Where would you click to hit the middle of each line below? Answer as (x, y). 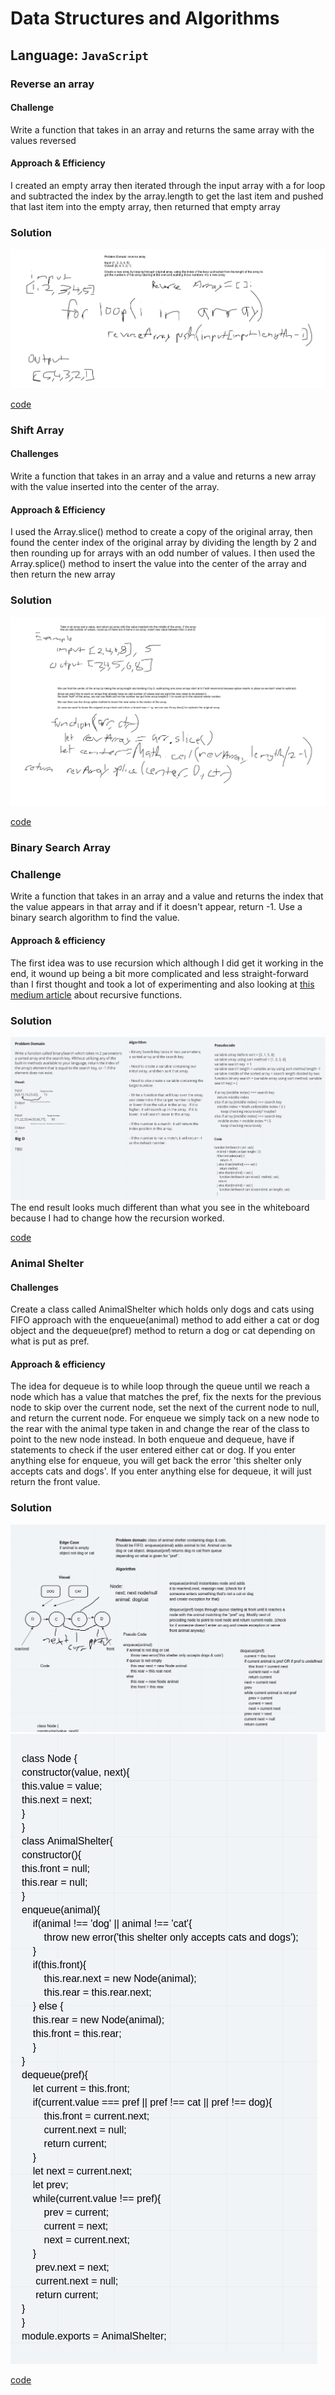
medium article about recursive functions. (96, 994)
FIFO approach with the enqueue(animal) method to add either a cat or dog (165, 1320)
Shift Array (37, 430)
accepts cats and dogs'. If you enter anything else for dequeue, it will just (161, 1471)
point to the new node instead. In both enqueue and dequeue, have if (152, 1439)
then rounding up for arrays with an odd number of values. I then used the (163, 553)
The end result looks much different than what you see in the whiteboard (160, 1208)
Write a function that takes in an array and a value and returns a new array (163, 476)
